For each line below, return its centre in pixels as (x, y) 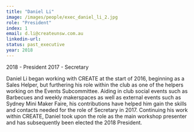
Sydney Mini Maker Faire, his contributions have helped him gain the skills (96, 104)
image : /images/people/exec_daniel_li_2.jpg (62, 17)
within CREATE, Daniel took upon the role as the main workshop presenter (96, 116)
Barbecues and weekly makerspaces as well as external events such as (94, 97)
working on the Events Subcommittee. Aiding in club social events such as (97, 91)
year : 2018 (20, 50)
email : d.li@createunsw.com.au (45, 34)
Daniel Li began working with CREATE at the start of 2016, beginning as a (96, 78)
